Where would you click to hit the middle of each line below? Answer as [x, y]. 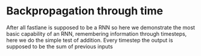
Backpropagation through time [85, 11]
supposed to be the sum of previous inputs [60, 46]
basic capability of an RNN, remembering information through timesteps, [97, 33]
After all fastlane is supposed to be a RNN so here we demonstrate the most [101, 27]
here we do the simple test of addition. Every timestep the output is [90, 40]
